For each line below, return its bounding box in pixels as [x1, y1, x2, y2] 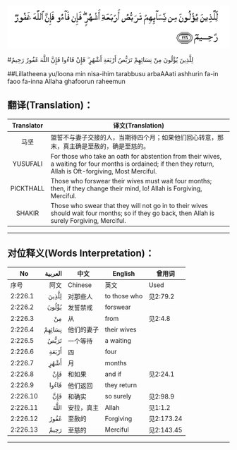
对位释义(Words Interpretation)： [7, 248, 155, 260]
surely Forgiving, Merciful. [50, 217, 126, 225]
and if [104, 370, 122, 378]
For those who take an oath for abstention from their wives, [50, 152, 222, 160]
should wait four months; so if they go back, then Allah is [50, 209, 215, 217]
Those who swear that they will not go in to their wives [50, 202, 209, 210]
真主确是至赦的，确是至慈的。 [63, 142, 150, 150]
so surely [104, 392, 132, 401]
